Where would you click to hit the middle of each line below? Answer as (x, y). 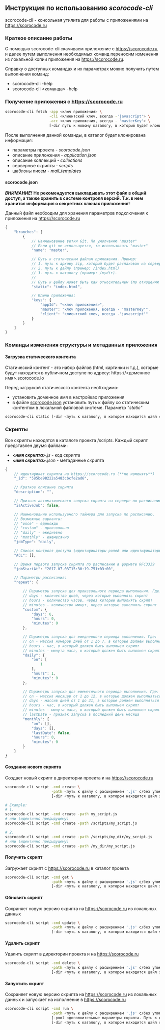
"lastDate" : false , (51, 733)
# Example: (16, 805)
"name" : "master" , (50, 250)
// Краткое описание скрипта (44, 487)
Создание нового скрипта (33, 767)
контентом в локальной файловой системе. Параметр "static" (77, 408)
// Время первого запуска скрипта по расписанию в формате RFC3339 (84, 564)
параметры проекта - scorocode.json (51, 149)
